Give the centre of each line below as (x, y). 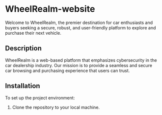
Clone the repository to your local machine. (56, 107)
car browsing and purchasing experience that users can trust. (67, 70)
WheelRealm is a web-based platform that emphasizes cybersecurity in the (81, 60)
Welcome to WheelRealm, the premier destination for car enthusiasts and (79, 23)
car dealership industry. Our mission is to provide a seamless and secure (79, 65)
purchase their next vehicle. (33, 33)
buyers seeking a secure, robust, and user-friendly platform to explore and (81, 27)
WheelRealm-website (50, 9)
